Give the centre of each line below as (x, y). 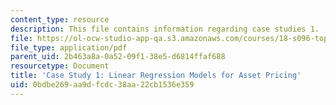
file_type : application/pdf (69, 47)
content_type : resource (60, 19)
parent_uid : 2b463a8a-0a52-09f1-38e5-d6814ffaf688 (118, 57)
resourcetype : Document (60, 66)
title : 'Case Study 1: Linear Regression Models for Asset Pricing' (156, 76)
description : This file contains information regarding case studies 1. (165, 29)
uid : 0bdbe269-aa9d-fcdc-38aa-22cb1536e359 (102, 85)
